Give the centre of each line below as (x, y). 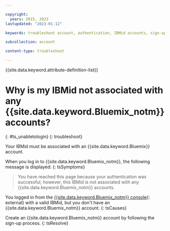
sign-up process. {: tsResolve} (37, 223)
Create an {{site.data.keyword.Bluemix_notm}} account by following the (80, 217)
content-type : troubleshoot (35, 51)
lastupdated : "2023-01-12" (34, 24)
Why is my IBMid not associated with (84, 90)
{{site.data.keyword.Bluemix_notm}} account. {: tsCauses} (66, 208)
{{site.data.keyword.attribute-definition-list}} (52, 70)
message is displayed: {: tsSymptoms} (45, 167)
